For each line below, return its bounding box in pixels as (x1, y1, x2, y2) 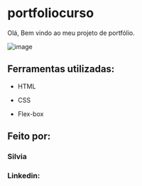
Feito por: (7, 130, 51, 143)
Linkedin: (7, 170, 40, 180)
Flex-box (17, 109, 44, 118)
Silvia (7, 152, 27, 162)
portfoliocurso (7, 5, 94, 21)
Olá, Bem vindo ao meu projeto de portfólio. (7, 29, 135, 37)
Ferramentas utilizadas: (7, 63, 115, 76)
